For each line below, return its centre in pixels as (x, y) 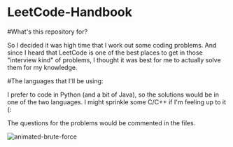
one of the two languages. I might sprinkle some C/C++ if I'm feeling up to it (116, 101)
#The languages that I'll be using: (55, 80)
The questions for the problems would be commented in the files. (101, 122)
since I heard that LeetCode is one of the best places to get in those (105, 52)
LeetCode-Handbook (70, 12)
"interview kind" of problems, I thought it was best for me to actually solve (114, 59)
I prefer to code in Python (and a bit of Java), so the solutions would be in (113, 94)
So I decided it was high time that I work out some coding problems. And (112, 45)
